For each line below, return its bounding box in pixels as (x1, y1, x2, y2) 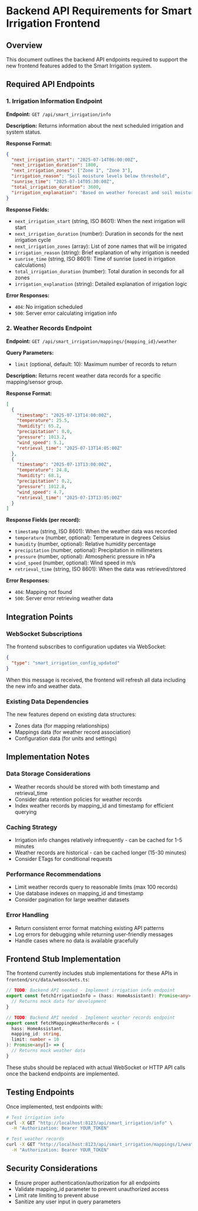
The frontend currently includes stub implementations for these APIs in (6, 970, 179, 977)
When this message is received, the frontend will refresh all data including (6, 676, 186, 683)
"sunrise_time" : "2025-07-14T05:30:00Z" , (11, 179, 115, 185)
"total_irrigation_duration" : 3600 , (11, 184, 101, 190)
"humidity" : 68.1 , (16, 473, 62, 479)
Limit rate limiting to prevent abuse (14, 1191, 99, 1199)
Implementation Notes (6, 752, 90, 762)
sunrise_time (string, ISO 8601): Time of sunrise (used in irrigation (14, 255, 176, 262)
